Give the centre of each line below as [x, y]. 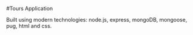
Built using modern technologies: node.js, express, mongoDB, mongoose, [96, 20]
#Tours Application [30, 8]
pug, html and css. [29, 26]
